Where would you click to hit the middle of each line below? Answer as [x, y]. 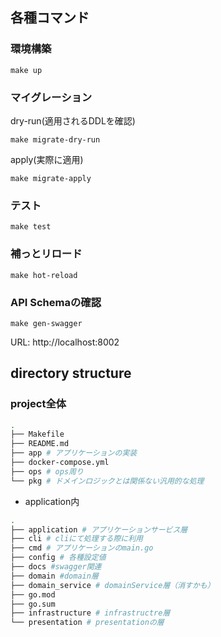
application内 [52, 501]
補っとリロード [46, 254]
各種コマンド [50, 18]
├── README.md [40, 444]
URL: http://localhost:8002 [65, 342]
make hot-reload [44, 275]
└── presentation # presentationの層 [87, 623]
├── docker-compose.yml [60, 463]
